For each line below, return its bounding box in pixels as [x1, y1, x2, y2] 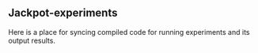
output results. [8, 36, 55, 45]
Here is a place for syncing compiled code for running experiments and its [8, 27, 250, 36]
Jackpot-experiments [8, 6, 118, 20]
